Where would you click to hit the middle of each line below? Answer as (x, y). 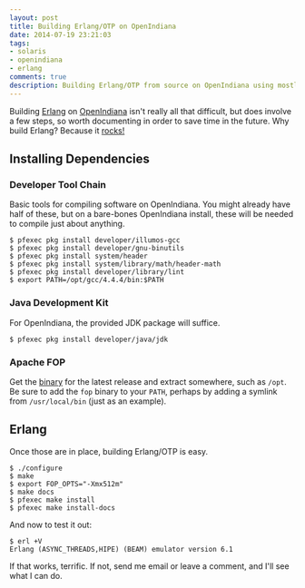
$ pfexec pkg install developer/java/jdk (89, 339)
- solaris (28, 52)
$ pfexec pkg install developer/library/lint (97, 272)
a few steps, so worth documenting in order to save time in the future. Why (149, 121)
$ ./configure (36, 468)
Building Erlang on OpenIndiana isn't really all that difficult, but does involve (151, 111)
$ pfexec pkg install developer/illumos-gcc (95, 240)
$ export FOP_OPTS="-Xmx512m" (67, 484)
